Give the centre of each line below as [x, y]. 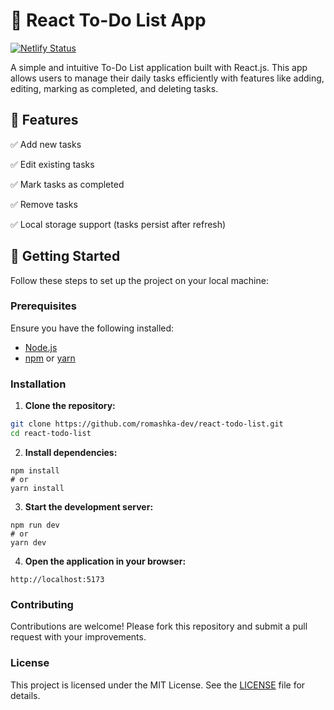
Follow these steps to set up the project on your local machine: [139, 280]
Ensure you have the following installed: [92, 328]
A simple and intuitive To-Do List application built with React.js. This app [159, 67]
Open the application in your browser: [105, 561]
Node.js [41, 347]
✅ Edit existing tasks [52, 164]
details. [25, 695]
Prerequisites [43, 306]
